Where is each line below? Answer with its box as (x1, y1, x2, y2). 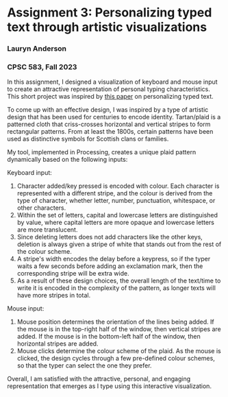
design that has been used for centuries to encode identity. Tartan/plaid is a (7, 113, 221, 121)
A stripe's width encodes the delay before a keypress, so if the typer (16, 255, 211, 263)
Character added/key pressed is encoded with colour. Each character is (16, 182, 220, 190)
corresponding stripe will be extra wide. (16, 269, 129, 278)
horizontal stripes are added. (16, 339, 99, 348)
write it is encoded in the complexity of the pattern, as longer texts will (16, 284, 216, 292)
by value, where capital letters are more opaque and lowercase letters (16, 218, 214, 227)
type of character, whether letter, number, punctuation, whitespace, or (16, 197, 216, 205)
